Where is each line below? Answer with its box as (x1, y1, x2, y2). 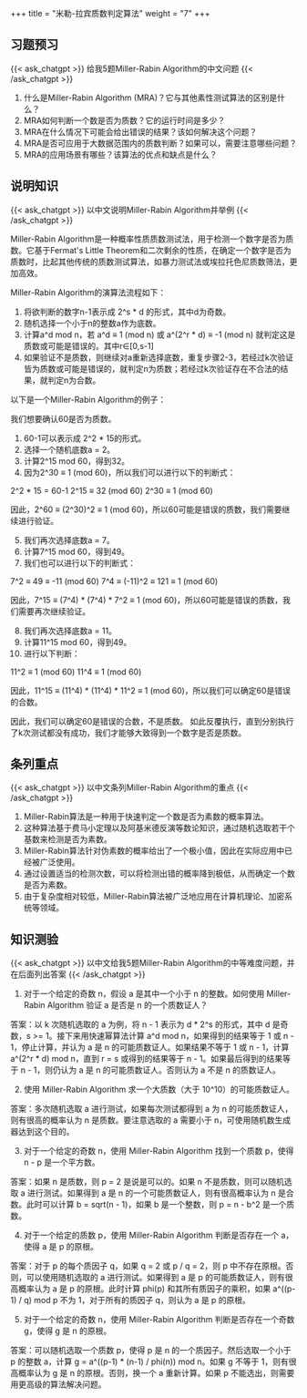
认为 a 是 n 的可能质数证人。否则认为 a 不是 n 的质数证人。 (60, 1064, 281, 1075)
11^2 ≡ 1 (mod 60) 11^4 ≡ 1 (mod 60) (10, 666, 142, 677)
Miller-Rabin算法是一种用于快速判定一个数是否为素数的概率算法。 (23, 811, 269, 822)
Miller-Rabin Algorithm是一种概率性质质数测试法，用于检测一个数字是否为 (10, 233, 286, 244)
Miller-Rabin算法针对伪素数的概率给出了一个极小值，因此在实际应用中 (23, 846, 285, 857)
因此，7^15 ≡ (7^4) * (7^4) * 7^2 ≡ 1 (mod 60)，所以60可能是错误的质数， (10, 594, 283, 605)
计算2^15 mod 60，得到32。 (23, 455, 130, 467)
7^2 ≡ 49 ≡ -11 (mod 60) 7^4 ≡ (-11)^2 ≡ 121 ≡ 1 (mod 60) (10, 575, 219, 586)
